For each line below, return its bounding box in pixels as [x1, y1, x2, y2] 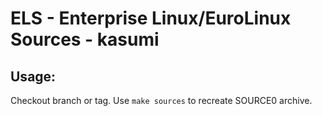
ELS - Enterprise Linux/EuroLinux [10, 7, 292, 30]
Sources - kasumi [10, 28, 160, 51]
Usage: [10, 68, 57, 85]
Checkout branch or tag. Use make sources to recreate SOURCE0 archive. [10, 95, 313, 106]
